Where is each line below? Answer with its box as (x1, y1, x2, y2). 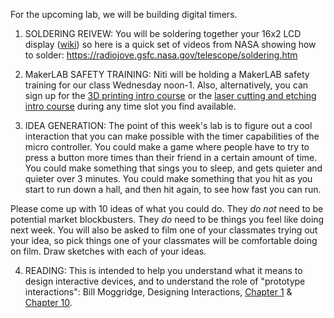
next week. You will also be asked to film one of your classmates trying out (10, 224, 318, 236)
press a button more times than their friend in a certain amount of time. (24, 152, 318, 163)
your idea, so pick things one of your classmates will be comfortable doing (10, 235, 318, 246)
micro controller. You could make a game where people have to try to (24, 141, 310, 153)
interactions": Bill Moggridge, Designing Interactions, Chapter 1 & (24, 286, 293, 298)
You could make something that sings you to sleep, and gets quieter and (24, 162, 323, 174)
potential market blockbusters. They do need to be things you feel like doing (10, 214, 325, 225)
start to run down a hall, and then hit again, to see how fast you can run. (24, 184, 322, 195)
